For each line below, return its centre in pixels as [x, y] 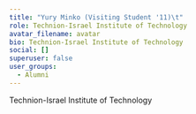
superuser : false [41, 58]
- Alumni [33, 75]
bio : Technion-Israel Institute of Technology [96, 42]
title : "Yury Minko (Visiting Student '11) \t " [96, 17]
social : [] [29, 50]
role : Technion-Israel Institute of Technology [98, 26]
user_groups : [33, 67]
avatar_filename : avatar [55, 34]
